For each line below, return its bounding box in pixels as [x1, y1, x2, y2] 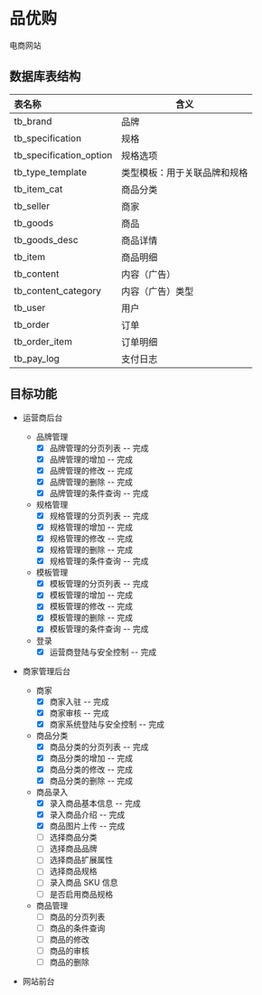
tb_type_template [14, 165, 88, 178]
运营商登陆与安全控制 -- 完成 [49, 646, 157, 657]
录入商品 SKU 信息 [49, 878, 119, 888]
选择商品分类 [49, 832, 98, 843]
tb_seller [14, 200, 51, 212]
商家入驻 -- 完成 [49, 696, 110, 707]
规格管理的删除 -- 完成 [49, 544, 134, 556]
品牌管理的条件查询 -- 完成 [49, 487, 149, 498]
